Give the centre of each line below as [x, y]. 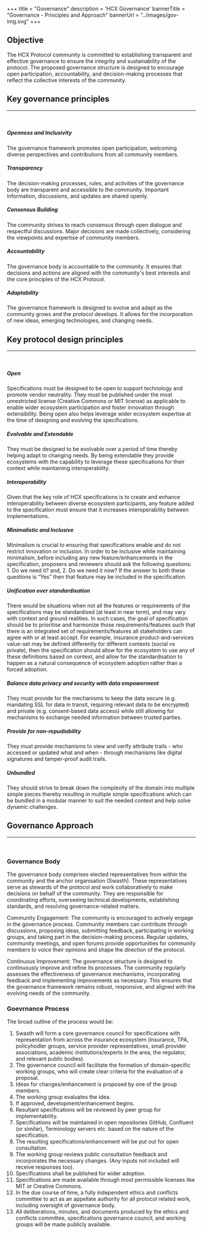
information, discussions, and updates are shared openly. [78, 196]
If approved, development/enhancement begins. [75, 1103]
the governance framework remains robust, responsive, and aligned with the [101, 987]
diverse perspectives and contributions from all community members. [93, 154]
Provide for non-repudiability [44, 731]
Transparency [25, 168]
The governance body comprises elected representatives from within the [97, 874]
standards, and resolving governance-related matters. [73, 906]
